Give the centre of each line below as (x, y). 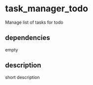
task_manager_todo (47, 9)
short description (23, 77)
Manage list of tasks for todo (34, 22)
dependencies (28, 38)
